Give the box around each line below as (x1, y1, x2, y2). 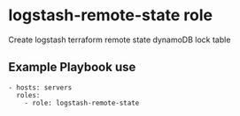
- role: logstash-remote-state (24, 98, 140, 107)
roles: (16, 91, 41, 99)
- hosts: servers (8, 83, 73, 92)
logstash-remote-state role (8, 5, 213, 25)
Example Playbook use (8, 60, 136, 75)
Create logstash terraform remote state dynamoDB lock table (8, 34, 231, 45)
